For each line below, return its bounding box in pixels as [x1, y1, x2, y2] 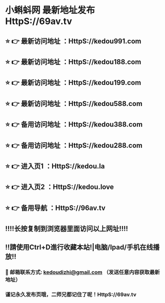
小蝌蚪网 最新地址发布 [5, 5, 95, 16]
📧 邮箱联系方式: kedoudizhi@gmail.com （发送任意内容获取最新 [5, 269, 160, 276]
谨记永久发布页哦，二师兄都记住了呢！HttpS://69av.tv [5, 291, 136, 298]
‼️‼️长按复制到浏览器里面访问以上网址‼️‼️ [5, 225, 128, 233]
